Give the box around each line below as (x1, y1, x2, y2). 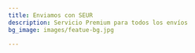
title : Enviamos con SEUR (8, 11, 93, 19)
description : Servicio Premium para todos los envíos (8, 19, 189, 26)
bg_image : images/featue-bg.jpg (8, 26, 114, 34)
